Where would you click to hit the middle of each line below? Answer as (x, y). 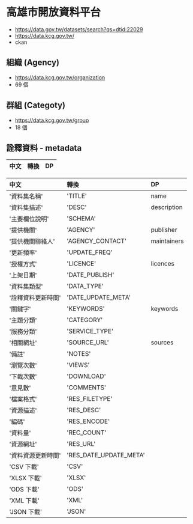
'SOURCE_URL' (88, 343)
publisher (164, 230)
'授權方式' (23, 264)
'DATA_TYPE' (85, 286)
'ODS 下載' (24, 489)
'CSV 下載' (24, 467)
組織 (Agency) (33, 63)
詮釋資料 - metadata (44, 148)
